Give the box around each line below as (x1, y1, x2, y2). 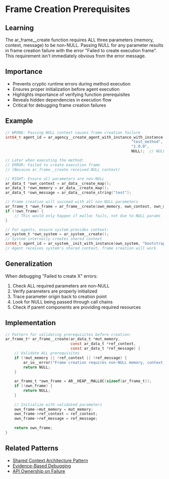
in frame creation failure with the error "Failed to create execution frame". (5, 48, 157, 53)
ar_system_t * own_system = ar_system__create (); (5, 232, 109, 237)
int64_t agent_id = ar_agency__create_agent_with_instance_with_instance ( (5, 135, 165, 140)
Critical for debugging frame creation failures (12, 102, 107, 108)
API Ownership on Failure (12, 468, 65, 474)
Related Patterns (5, 444, 59, 453)
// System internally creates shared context (5, 236, 102, 242)
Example (5, 117, 33, 125)
